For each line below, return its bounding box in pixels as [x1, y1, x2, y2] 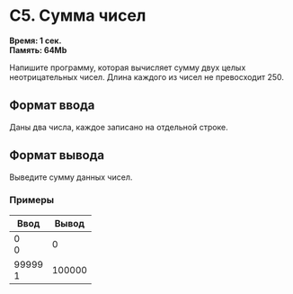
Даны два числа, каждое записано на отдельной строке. [9, 121, 229, 132]
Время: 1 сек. [9, 35, 62, 46]
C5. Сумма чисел [9, 5, 146, 26]
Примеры [9, 194, 55, 207]
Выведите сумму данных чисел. [9, 172, 133, 183]
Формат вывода [9, 147, 105, 163]
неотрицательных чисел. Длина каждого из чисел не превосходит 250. [9, 71, 285, 82]
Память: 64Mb [9, 44, 67, 55]
